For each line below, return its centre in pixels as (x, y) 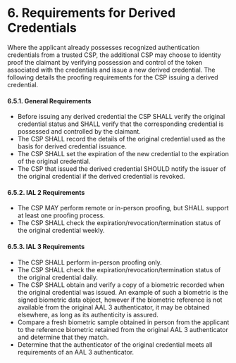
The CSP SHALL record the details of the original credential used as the (121, 139)
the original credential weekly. (61, 231)
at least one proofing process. (61, 215)
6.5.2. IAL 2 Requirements (46, 192)
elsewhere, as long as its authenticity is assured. (88, 314)
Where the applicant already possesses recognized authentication (104, 47)
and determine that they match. (63, 337)
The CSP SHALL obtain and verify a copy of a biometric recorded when (121, 285)
